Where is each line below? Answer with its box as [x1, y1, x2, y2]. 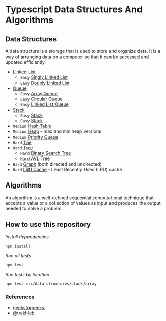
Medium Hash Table [12, 123, 52, 129]
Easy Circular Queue [20, 96, 63, 102]
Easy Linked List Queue [20, 101, 69, 108]
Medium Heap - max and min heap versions [12, 128, 102, 135]
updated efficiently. [5, 59, 46, 65]
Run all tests [5, 252, 32, 258]
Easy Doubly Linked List [20, 80, 70, 86]
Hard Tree [12, 145, 33, 151]
